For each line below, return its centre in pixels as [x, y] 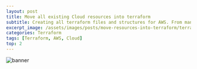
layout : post [22, 11]
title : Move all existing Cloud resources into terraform [78, 17]
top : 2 [14, 44]
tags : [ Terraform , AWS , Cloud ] [44, 38]
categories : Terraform [34, 33]
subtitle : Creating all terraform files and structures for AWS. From [94, 22]
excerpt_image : [25, 28]
